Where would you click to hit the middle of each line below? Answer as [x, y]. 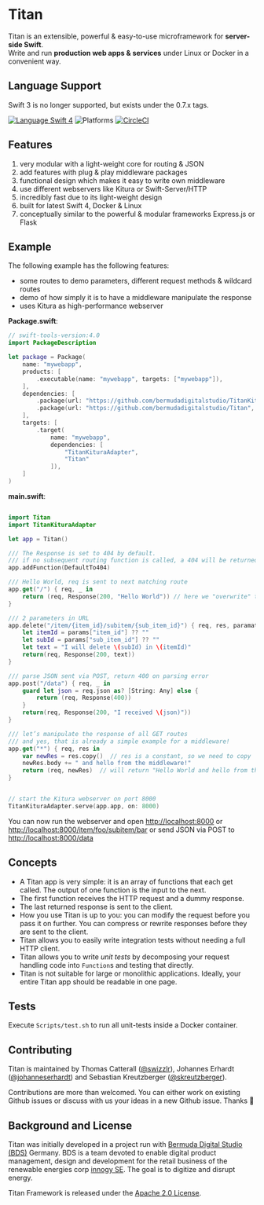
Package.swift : [33, 321]
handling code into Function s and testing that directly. [106, 965]
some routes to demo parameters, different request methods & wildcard [136, 281]
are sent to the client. [54, 932]
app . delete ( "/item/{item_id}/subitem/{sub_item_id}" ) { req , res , [119, 625]
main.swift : [27, 496]
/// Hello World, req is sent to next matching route [98, 582]
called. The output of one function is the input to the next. [113, 890]
